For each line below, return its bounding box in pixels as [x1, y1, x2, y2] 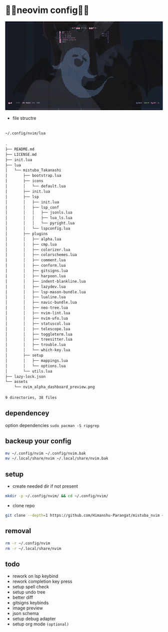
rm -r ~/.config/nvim [5, 541, 50, 546]
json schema [12, 610, 39, 616]
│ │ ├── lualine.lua [5, 295, 66, 300]
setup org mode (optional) [12, 621, 69, 627]
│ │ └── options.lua [5, 363, 66, 368]
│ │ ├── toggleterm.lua [5, 332, 72, 337]
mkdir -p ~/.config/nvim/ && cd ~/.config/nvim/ [5, 494, 108, 499]
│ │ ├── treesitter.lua [5, 337, 72, 342]
